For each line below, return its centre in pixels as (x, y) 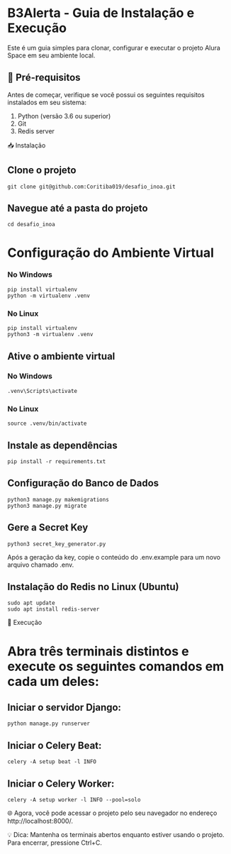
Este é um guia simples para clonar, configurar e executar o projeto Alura (114, 48)
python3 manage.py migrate (47, 506)
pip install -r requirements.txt (57, 461)
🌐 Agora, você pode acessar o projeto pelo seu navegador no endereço (112, 813)
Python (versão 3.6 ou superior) (64, 116)
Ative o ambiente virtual (61, 356)
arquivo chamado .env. (41, 565)
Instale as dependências (63, 445)
